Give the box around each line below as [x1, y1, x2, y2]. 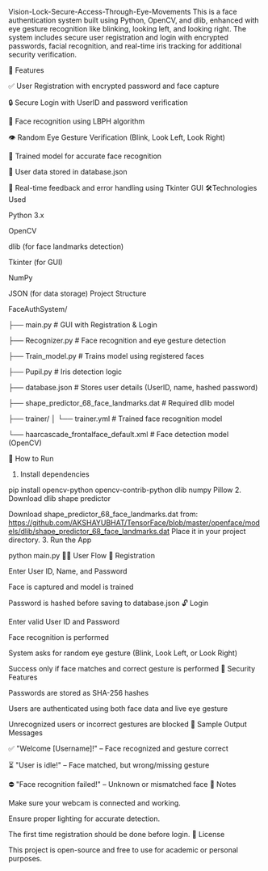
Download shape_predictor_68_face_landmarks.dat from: [8, 509, 199, 519]
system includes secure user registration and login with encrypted [8, 32, 228, 42]
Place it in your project [171, 527, 246, 536]
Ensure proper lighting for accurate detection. [8, 814, 161, 823]
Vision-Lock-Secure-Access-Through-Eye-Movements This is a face [8, 7, 237, 16]
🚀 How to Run [8, 454, 54, 463]
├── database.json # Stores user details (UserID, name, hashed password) [8, 383, 258, 392]
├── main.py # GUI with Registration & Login [8, 320, 157, 330]
